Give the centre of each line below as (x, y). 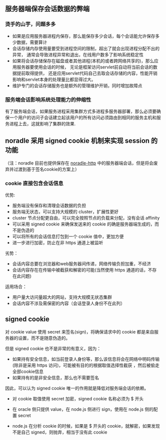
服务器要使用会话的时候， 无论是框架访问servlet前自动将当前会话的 (85, 67)
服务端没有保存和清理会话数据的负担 (49, 206)
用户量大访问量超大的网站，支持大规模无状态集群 (62, 297)
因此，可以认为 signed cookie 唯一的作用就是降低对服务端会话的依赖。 (77, 388)
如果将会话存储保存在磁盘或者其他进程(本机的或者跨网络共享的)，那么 (83, 60)
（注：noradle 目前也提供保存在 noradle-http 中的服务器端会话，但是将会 (80, 163)
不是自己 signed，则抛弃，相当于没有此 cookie (60, 432)
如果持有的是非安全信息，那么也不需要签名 (56, 378)
